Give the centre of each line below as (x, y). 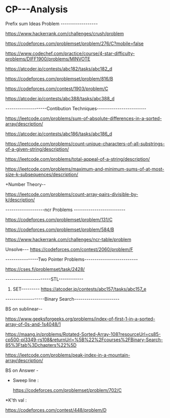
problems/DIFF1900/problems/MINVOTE (48, 59)
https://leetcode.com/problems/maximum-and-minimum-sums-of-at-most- (85, 169)
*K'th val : (16, 400)
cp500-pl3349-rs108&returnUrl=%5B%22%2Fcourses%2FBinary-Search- (84, 340)
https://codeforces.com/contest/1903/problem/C (57, 89)
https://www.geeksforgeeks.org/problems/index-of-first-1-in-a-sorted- (80, 319)
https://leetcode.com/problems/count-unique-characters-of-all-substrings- (85, 143)
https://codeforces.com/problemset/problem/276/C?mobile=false (75, 43)
